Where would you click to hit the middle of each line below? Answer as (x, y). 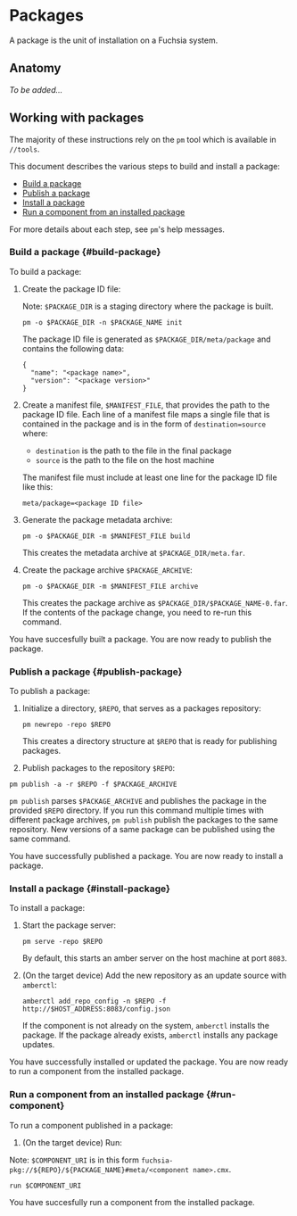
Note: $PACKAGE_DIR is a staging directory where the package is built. (148, 306)
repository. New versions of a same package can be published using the (142, 830)
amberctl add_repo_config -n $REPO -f (94, 1001)
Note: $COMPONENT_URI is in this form (74, 1160)
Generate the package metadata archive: (97, 519)
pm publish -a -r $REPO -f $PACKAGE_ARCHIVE (93, 785)
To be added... (36, 89)
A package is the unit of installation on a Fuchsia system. (114, 40)
